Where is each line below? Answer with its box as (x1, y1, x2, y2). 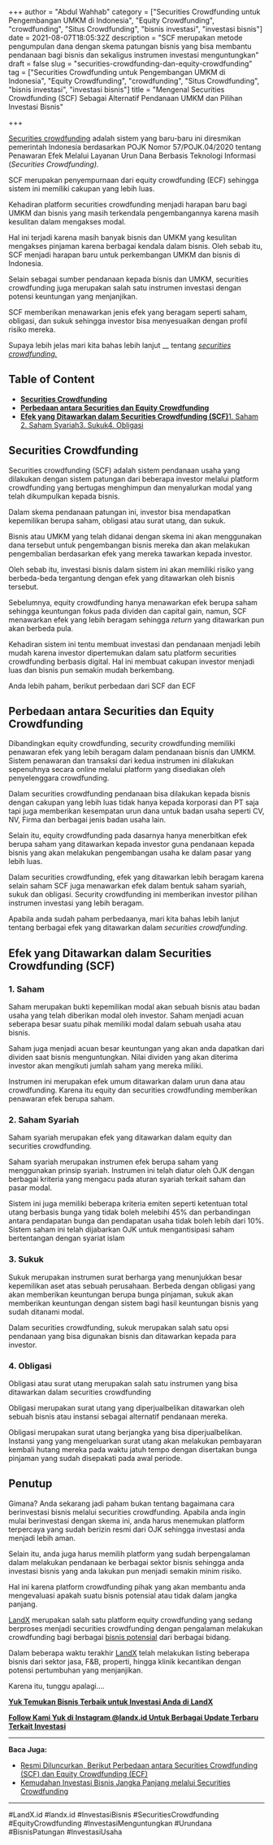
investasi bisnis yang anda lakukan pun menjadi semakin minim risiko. (8, 1566, 242, 1576)
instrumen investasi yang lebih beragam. (8, 898, 145, 908)
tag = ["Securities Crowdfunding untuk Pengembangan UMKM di (8, 68, 226, 76)
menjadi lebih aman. (8, 1533, 76, 1542)
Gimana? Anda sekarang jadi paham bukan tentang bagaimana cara (8, 1498, 236, 1508)
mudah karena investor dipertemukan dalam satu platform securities (8, 648, 237, 657)
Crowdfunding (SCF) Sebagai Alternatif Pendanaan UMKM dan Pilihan (8, 94, 243, 102)
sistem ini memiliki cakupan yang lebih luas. (8, 184, 155, 194)
